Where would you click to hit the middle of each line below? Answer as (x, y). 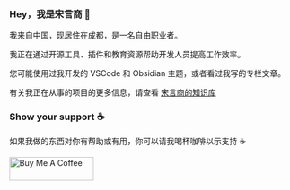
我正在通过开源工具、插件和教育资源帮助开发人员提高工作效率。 (127, 55)
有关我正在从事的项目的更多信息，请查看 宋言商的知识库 (113, 92)
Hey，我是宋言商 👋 (50, 13)
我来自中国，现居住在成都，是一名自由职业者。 (96, 35)
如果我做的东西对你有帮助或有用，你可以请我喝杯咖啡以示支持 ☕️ (128, 141)
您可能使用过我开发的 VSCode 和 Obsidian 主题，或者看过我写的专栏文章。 (147, 73)
